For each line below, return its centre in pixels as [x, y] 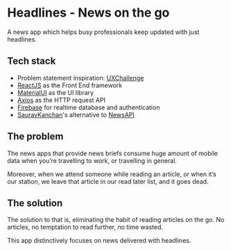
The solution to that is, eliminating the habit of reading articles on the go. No [116, 220]
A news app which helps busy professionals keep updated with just [103, 32]
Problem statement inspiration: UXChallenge [80, 78]
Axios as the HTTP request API [61, 100]
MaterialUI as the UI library [55, 92]
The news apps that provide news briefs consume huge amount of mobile [113, 153]
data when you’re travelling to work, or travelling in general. [92, 160]
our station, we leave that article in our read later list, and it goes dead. [108, 181]
